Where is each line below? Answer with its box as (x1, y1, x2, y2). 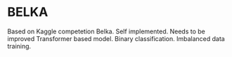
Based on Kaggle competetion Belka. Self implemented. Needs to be (7, 27, 205, 35)
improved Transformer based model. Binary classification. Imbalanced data (7, 34, 225, 42)
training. (7, 42, 32, 50)
